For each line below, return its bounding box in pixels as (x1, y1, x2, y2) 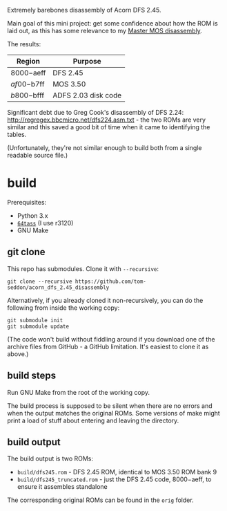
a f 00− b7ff (10, 80, 45, 89)
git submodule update (7, 323, 70, 330)
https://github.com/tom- (75, 278, 147, 285)
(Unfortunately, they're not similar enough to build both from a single (7, 144, 202, 151)
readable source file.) (7, 151, 68, 159)
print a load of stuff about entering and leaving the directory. (7, 416, 179, 425)
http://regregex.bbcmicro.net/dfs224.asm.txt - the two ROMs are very (7, 115, 206, 124)
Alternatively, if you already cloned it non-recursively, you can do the (7, 296, 204, 304)
